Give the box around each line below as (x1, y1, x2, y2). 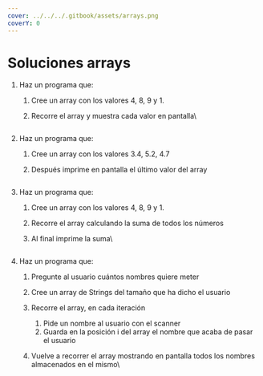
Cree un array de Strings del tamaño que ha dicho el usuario (30, 288, 231, 297)
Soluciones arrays (7, 54, 131, 72)
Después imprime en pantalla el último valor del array (30, 165, 208, 175)
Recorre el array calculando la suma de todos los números (30, 218, 224, 228)
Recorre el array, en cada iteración (30, 303, 146, 313)
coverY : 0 (7, 19, 41, 27)
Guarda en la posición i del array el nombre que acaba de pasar (42, 327, 253, 337)
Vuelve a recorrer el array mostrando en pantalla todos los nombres (30, 351, 256, 361)
